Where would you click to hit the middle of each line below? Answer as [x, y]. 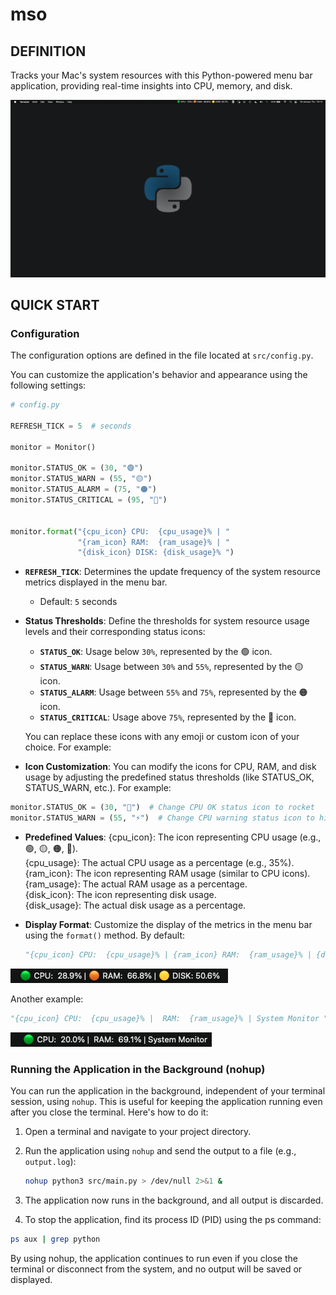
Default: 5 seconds [78, 602]
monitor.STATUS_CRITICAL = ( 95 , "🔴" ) [89, 500]
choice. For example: [68, 747]
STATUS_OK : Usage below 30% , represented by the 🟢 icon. [156, 652]
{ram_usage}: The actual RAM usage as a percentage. [136, 884]
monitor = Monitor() [53, 447]
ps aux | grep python [55, 1239]
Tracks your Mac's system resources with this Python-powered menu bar [161, 75]
